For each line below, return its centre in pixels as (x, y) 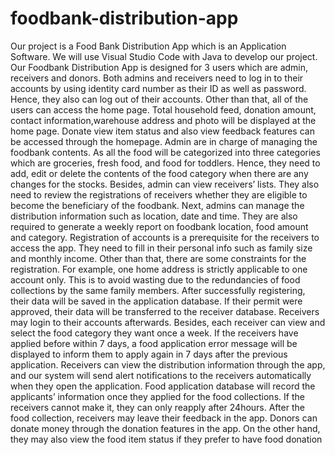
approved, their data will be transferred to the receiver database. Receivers (165, 311)
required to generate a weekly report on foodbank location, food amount (159, 226)
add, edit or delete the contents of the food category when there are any (159, 173)
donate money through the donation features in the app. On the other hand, (165, 428)
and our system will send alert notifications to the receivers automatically (161, 375)
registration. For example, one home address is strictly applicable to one (159, 269)
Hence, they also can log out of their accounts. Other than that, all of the (159, 99)
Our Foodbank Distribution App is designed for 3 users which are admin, (159, 67)
